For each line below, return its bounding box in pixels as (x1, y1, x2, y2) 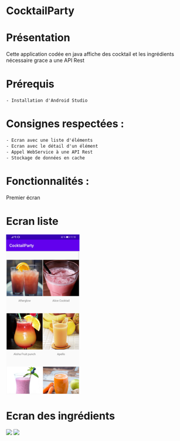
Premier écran (6, 194, 40, 201)
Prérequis (6, 78, 55, 91)
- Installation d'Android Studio (6, 98, 88, 104)
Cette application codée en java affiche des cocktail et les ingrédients (6, 51, 175, 58)
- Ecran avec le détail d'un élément (6, 143, 99, 149)
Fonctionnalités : (6, 175, 90, 188)
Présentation (6, 31, 70, 45)
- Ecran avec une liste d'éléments (6, 137, 93, 143)
